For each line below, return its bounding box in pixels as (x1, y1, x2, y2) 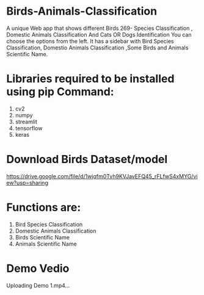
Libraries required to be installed (6, 72, 175, 86)
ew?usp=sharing (6, 179, 49, 186)
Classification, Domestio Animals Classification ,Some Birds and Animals (6, 44, 189, 51)
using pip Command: (6, 85, 114, 99)
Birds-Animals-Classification (6, 4, 158, 18)
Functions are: (6, 200, 81, 214)
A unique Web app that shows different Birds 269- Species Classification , (6, 24, 193, 32)
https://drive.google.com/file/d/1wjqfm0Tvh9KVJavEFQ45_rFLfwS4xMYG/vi (6, 172, 198, 180)
